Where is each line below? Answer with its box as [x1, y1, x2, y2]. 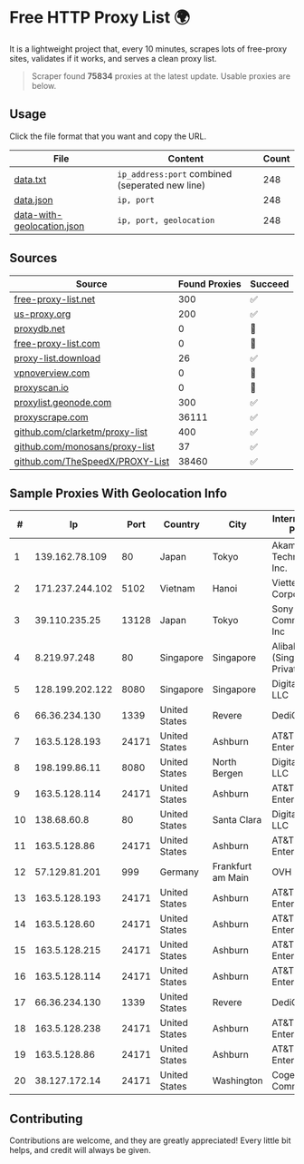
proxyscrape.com [14, 410, 89, 423]
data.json [14, 193, 53, 206]
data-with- [14, 208, 63, 220]
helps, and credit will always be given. [9, 1145, 151, 1156]
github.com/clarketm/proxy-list [14, 425, 147, 438]
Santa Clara [212, 814, 262, 827]
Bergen [212, 768, 244, 780]
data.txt [14, 173, 47, 186]
